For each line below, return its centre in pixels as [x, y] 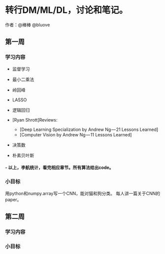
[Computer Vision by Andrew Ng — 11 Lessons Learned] [76, 134]
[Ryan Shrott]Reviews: [35, 120]
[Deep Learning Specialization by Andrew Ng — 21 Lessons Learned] [89, 129]
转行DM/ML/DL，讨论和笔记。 [66, 10]
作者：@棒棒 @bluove [28, 25]
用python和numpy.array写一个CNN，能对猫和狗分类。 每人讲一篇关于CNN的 [83, 193]
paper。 [13, 199]
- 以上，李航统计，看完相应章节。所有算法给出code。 [59, 168]
